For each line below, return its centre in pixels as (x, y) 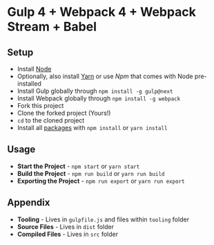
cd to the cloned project (51, 120)
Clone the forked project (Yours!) (64, 113)
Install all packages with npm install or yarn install (92, 128)
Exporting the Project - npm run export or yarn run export (101, 181)
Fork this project (40, 106)
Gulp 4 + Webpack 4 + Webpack (102, 12)
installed (29, 83)
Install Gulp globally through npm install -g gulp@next (95, 91)
